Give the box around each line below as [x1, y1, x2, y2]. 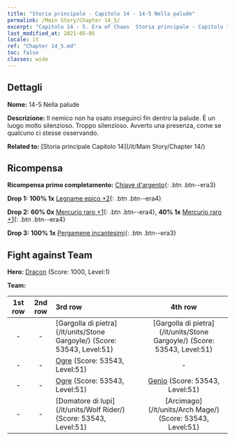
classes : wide [7, 56, 49, 63]
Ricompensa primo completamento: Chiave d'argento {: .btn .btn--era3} [7, 181, 217, 189]
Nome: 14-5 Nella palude [7, 100, 80, 108]
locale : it [7, 36, 39, 43]
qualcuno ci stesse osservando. [7, 129, 99, 137]
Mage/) [195, 405, 220, 414]
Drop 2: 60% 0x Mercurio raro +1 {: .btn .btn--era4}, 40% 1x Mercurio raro [7, 208, 222, 217]
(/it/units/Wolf [55, 405, 101, 414]
